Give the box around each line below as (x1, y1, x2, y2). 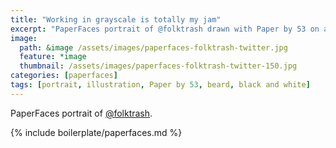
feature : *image (19, 52, 87, 62)
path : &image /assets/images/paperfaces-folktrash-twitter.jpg (19, 42, 288, 53)
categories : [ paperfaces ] (10, 71, 118, 81)
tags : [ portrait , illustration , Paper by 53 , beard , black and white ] (10, 80, 311, 90)
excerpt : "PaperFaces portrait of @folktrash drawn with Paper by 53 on (10, 24, 320, 34)
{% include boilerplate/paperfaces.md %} (10, 126, 183, 138)
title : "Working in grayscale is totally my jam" (10, 14, 222, 25)
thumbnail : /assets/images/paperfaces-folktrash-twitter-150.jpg (19, 61, 298, 71)
